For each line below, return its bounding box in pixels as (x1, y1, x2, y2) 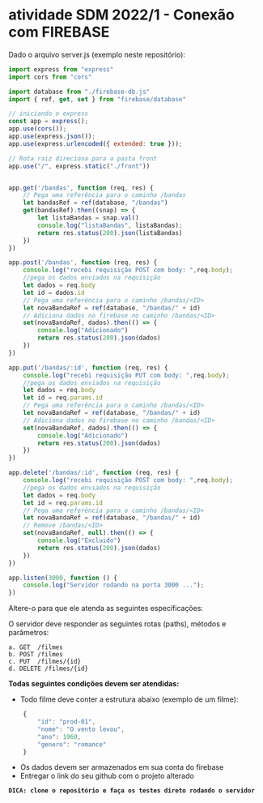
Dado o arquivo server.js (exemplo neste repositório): (8, 49, 186, 59)
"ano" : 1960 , (37, 733, 82, 741)
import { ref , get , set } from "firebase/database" (8, 95, 186, 103)
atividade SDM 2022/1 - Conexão (8, 6, 235, 24)
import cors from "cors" (8, 73, 92, 81)
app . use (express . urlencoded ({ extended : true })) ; (8, 139, 183, 147)
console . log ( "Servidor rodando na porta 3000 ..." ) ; (23, 581, 205, 589)
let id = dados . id (23, 288, 85, 297)
